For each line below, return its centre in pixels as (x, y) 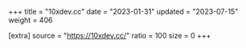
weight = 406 (31, 20)
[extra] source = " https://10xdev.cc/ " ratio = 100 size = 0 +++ (110, 36)
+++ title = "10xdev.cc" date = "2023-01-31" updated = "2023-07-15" (123, 12)
